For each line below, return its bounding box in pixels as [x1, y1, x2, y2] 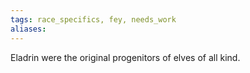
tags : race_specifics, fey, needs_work [10, 14, 177, 25]
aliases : [10, 24, 47, 34]
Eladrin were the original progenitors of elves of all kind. [10, 51, 241, 63]
